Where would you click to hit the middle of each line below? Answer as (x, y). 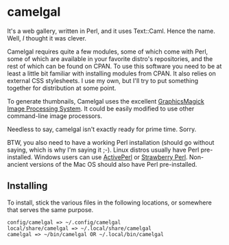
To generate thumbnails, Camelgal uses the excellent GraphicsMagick (106, 101)
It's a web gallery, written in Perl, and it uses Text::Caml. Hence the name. (111, 31)
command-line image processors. (55, 116)
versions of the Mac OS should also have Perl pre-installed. (113, 164)
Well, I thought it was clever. (47, 38)
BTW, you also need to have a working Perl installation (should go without (111, 142)
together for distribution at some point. (62, 88)
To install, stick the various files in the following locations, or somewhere (110, 202)
